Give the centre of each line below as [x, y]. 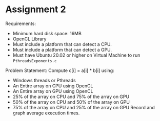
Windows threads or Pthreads [44, 80]
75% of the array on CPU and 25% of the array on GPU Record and [84, 107]
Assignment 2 [36, 9]
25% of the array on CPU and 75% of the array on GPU [71, 96]
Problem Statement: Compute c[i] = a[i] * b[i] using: [60, 70]
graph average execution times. [46, 113]
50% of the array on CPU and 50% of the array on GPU [71, 102]
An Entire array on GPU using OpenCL [53, 91]
